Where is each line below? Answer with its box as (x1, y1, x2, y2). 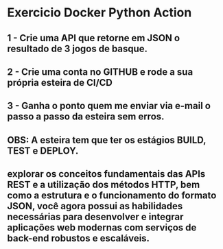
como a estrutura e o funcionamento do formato (7, 190, 217, 202)
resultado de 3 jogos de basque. (7, 43, 148, 54)
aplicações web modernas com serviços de (7, 222, 197, 234)
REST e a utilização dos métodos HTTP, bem (7, 179, 200, 191)
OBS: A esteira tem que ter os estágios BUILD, (7, 134, 207, 145)
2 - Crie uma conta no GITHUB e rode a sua (7, 66, 193, 78)
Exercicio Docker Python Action (7, 5, 192, 21)
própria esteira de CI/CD (7, 77, 113, 88)
